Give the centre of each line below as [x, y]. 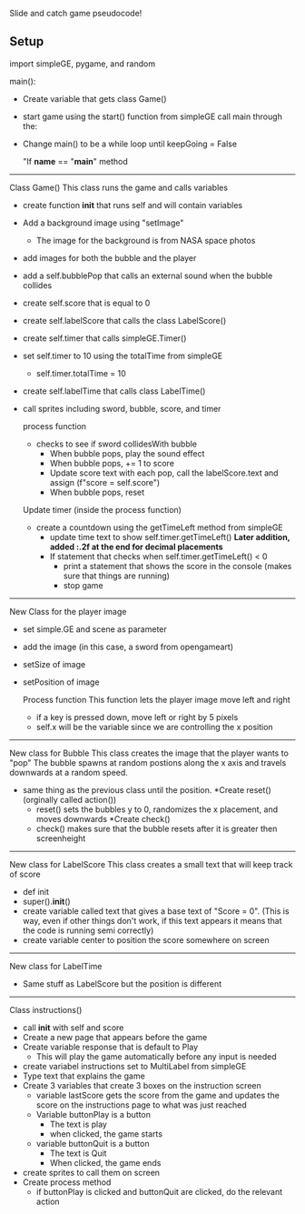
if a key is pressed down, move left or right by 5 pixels [137, 717]
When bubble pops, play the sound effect [127, 453]
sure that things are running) [117, 576]
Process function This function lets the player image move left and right [156, 699]
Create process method [67, 1182]
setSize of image [54, 664]
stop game [83, 585]
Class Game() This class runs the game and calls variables [119, 187]
